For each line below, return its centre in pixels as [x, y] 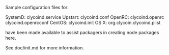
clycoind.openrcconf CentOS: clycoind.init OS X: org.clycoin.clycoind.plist [83, 23]
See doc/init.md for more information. [45, 48]
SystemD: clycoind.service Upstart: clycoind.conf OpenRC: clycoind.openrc [85, 17]
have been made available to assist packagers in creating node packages [82, 32]
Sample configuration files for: [37, 7]
